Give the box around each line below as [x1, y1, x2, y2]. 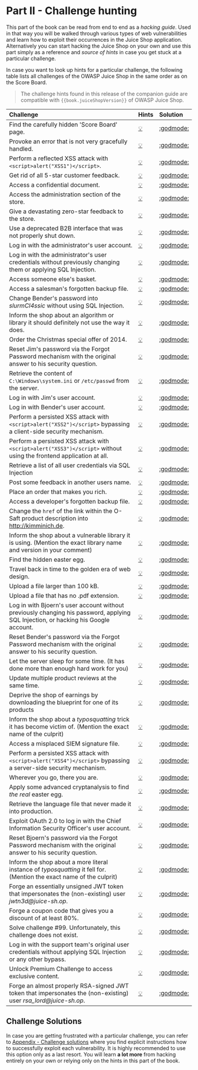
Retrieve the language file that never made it [9, 800, 131, 808]
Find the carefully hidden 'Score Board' [9, 120, 118, 128]
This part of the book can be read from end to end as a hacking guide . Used [6, 24, 192, 31]
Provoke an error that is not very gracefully [9, 137, 128, 145]
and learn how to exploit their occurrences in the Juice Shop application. [6, 36, 183, 43]
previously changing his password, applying [9, 608, 131, 617]
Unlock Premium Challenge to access [9, 965, 113, 973]
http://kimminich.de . [9, 521, 65, 529]
